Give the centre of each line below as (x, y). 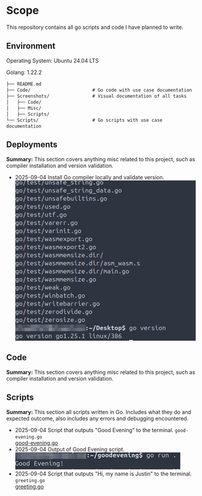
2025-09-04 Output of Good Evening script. (70, 449)
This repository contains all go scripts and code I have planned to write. (95, 27)
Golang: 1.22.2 (24, 72)
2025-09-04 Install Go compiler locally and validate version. (90, 177)
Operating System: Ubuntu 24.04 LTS (53, 60)
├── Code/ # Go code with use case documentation (99, 90)
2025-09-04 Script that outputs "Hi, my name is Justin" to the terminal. (103, 474)
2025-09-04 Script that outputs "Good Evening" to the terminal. (94, 430)
